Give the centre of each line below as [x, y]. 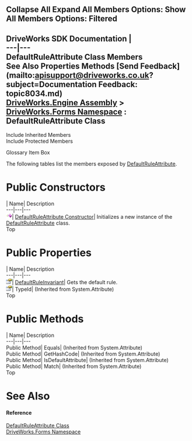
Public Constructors [56, 187]
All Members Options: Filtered [62, 19]
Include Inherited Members [39, 135]
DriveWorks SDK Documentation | [69, 38]
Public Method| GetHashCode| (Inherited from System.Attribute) [83, 354]
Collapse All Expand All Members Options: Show [96, 10]
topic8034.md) [34, 93]
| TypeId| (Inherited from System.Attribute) [63, 290]
